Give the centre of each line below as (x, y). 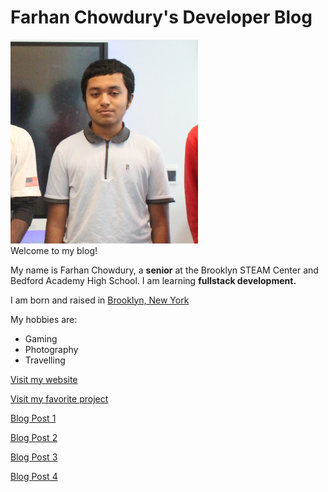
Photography (51, 349)
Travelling (45, 360)
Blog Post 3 (34, 457)
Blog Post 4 (34, 476)
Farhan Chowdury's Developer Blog (161, 17)
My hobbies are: (44, 319)
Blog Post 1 (33, 418)
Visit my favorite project (59, 398)
